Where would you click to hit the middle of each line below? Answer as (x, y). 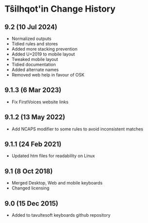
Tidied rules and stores (35, 44)
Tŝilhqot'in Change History (60, 9)
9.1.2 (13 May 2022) (35, 117)
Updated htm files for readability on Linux (53, 156)
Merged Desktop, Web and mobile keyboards (57, 183)
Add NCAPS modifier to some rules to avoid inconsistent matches (77, 129)
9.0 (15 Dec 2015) (31, 203)
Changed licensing (30, 188)
